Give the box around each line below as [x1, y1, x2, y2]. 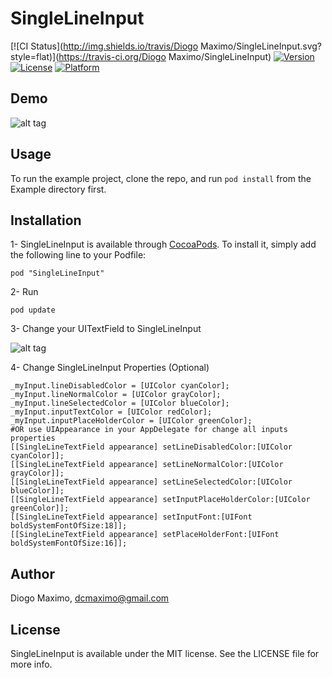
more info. [10, 658, 53, 670]
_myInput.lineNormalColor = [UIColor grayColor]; [10, 390, 222, 400]
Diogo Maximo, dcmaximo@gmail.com [10, 592, 170, 604]
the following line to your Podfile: [10, 249, 147, 261]
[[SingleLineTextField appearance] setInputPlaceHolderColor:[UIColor [10, 495, 311, 505]
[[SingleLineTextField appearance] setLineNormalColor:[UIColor [10, 460, 284, 470]
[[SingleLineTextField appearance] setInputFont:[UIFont [10, 512, 253, 522]
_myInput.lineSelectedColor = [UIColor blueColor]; [10, 398, 230, 409]
